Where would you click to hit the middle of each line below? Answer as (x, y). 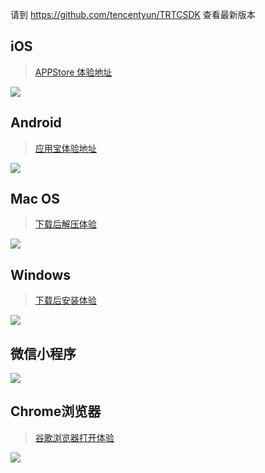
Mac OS (35, 199)
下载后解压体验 (65, 224)
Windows (40, 274)
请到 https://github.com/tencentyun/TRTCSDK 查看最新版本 (133, 14)
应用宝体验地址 (65, 148)
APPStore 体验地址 (73, 72)
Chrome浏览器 (56, 411)
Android (36, 123)
